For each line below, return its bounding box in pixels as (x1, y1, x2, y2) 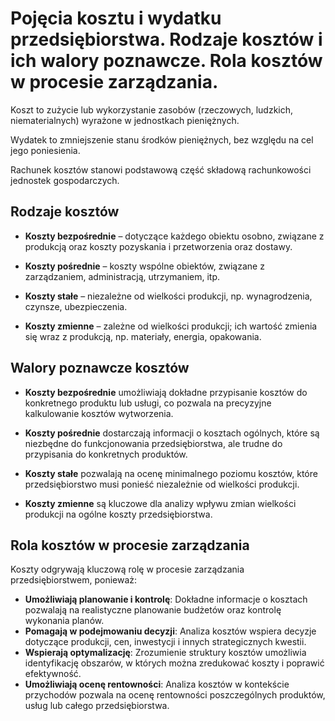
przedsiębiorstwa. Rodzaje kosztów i (10, 28, 323, 51)
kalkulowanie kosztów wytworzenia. (24, 407, 174, 419)
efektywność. (24, 668, 82, 680)
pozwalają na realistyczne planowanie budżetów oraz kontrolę (24, 604, 282, 616)
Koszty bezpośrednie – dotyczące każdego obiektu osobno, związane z (24, 230, 325, 242)
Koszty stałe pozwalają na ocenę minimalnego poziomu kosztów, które (24, 467, 318, 479)
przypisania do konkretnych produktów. (24, 448, 188, 460)
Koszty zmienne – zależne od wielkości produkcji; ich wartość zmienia (24, 320, 318, 332)
